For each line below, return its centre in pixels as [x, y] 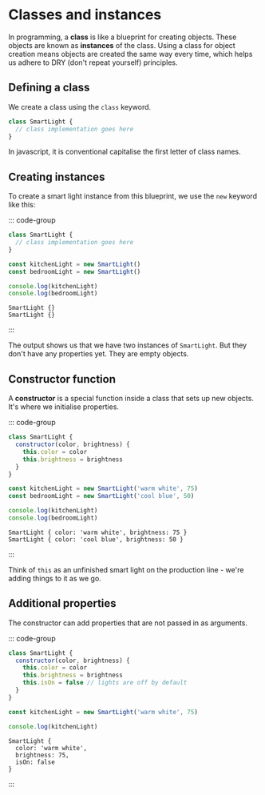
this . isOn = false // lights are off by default [105, 683]
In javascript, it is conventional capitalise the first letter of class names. [125, 152]
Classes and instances [85, 15]
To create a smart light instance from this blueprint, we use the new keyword [133, 196]
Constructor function [62, 379]
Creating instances [57, 177]
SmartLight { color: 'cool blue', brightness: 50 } [96, 539]
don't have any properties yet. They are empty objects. [99, 354]
